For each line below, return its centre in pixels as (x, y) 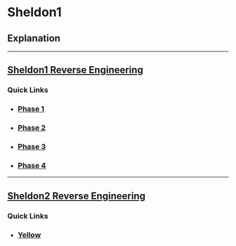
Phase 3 (32, 147)
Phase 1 (31, 109)
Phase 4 (32, 166)
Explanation (34, 38)
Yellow (29, 235)
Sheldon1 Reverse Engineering (76, 70)
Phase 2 (32, 128)
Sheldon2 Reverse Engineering (77, 196)
